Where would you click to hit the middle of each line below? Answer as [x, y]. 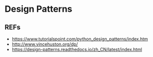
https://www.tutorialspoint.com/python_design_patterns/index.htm [80, 39]
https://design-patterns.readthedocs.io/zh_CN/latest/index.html [77, 49]
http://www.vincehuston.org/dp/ [45, 44]
